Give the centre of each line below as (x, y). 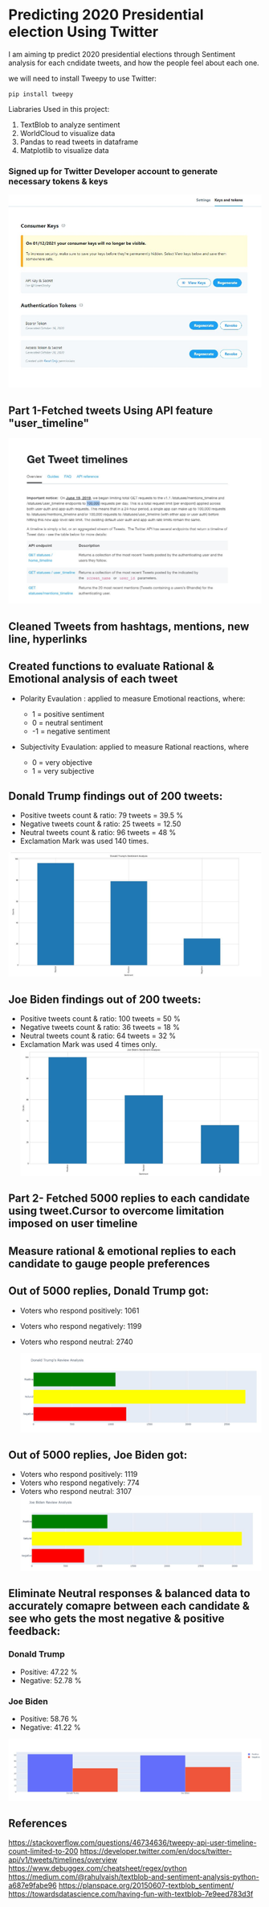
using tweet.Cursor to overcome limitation (116, 1211)
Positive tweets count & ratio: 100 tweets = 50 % (100, 1019)
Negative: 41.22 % (50, 1727)
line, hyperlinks (48, 639)
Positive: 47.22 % (49, 1672)
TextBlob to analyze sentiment (70, 124)
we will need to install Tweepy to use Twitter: (82, 78)
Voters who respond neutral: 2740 (77, 1342)
